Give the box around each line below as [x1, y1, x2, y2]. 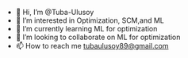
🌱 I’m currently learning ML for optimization [15, 24, 158, 33]
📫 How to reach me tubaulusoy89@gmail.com [15, 42, 169, 50]
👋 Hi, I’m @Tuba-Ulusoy [15, 8, 94, 16]
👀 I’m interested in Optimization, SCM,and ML [15, 16, 165, 25]
